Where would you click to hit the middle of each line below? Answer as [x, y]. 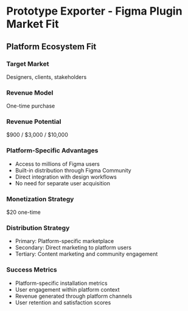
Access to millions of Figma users [57, 164]
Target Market [28, 64]
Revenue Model [30, 92]
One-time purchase [31, 106]
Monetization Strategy [40, 199]
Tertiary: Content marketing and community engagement [86, 254]
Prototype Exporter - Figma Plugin [94, 11]
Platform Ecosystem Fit [51, 46]
